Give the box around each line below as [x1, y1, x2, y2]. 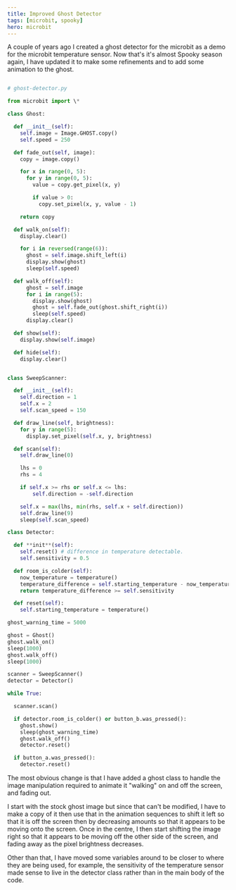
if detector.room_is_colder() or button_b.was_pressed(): [13, 715, 188, 722]
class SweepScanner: [7, 374, 68, 381]
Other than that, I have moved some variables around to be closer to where [7, 853, 225, 862]
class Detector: [7, 529, 55, 536]
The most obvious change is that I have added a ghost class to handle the [7, 774, 221, 782]
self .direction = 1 [20, 394, 77, 401]
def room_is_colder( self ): [13, 567, 93, 574]
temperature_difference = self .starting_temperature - [20, 581, 184, 588]
